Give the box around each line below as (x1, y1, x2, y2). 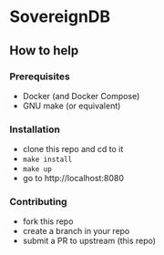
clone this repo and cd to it (22, 144, 124, 155)
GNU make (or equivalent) (22, 100, 121, 111)
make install (22, 155, 73, 165)
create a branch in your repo (22, 226, 130, 237)
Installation (9, 123, 61, 136)
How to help (9, 43, 79, 58)
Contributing (9, 196, 67, 209)
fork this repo (22, 216, 74, 227)
